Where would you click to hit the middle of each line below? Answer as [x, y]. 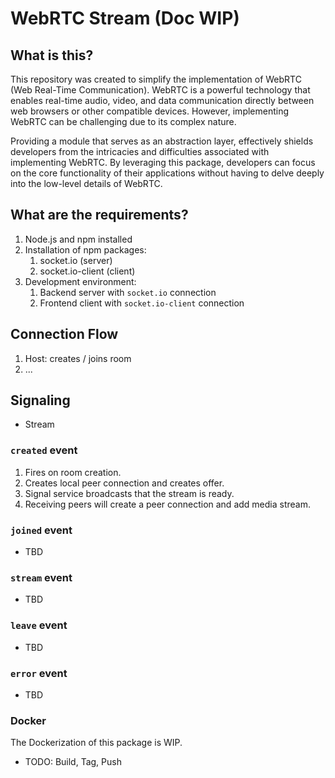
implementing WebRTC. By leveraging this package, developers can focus [163, 162]
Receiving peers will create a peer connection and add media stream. [167, 504]
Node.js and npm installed [78, 239]
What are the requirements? [99, 215]
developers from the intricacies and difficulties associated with [140, 151]
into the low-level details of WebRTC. [86, 183]
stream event [41, 577]
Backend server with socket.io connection [128, 292]
